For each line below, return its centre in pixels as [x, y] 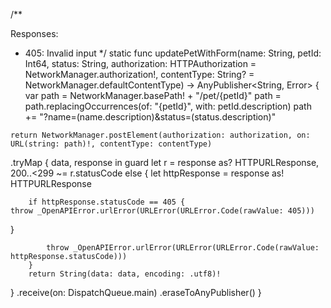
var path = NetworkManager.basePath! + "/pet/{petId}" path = [153, 95]
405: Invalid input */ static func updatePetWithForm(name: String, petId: [173, 53]
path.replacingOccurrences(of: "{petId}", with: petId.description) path [168, 106]
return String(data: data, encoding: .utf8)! [125, 274]
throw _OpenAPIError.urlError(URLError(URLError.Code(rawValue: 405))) [162, 211]
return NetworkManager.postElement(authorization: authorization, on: [160, 135]
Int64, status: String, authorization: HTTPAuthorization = [140, 63]
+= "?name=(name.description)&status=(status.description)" [150, 117]
